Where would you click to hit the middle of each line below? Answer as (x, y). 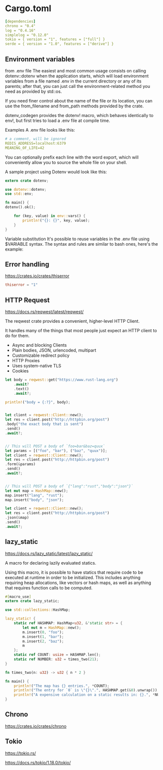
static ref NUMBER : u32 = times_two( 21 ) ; (56, 659)
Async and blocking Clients (39, 345)
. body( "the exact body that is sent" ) (44, 424)
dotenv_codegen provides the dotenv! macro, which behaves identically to (79, 115)
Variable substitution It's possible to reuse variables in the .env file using (77, 239)
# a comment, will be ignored (36, 139)
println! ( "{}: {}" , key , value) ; (56, 220)
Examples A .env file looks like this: (40, 130)
